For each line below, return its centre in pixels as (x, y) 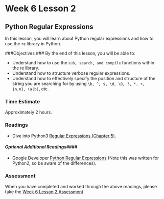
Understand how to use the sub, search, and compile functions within (83, 63)
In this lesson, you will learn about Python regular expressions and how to (79, 38)
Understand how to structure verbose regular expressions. (71, 73)
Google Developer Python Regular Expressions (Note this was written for (85, 158)
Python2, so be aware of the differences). (54, 163)
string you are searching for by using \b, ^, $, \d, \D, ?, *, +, (79, 84)
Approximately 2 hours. (29, 112)
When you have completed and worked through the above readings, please (81, 187)
